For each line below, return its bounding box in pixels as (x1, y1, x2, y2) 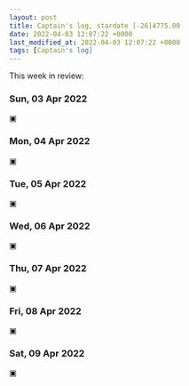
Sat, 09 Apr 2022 (9, 347, 85, 359)
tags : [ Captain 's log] (9, 46, 93, 55)
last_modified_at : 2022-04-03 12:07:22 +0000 (9, 37, 180, 47)
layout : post (9, 12, 58, 22)
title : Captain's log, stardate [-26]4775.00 (9, 21, 180, 30)
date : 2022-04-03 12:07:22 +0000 (9, 29, 133, 38)
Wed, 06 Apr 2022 (9, 220, 91, 232)
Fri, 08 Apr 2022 (9, 304, 82, 317)
